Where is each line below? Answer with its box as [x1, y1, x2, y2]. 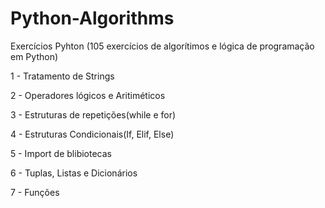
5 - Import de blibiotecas [10, 147, 112, 159]
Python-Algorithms [10, 7, 175, 30]
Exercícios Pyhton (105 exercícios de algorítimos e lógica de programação [10, 40, 315, 52]
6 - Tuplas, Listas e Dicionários [10, 167, 138, 179]
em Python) [10, 50, 59, 62]
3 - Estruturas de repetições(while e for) [10, 108, 177, 121]
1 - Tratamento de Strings [10, 70, 115, 82]
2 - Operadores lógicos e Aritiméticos [10, 89, 166, 101]
